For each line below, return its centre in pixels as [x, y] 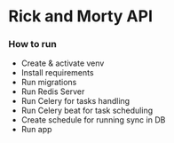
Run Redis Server [53, 91]
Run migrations [49, 83]
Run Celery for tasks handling [75, 101]
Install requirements [57, 73]
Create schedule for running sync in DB [93, 120]
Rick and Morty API [80, 16]
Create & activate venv [63, 63]
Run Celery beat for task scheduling [87, 111]
